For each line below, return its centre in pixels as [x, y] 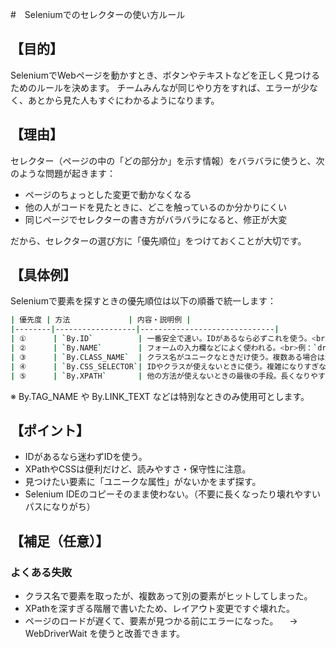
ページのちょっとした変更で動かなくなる [108, 194]
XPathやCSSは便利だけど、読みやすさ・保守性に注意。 [138, 469]
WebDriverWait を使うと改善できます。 [104, 634]
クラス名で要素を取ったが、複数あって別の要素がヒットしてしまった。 [168, 596]
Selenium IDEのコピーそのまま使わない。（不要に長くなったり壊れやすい [172, 494]
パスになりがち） [60, 507]
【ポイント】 [50, 430]
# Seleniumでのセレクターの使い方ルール [98, 14]
